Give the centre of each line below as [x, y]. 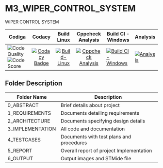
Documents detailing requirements [100, 113]
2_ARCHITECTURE [29, 121]
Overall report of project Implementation [106, 151]
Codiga [17, 37]
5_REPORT [20, 151]
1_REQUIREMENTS [29, 113]
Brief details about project [90, 105]
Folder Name [32, 97]
